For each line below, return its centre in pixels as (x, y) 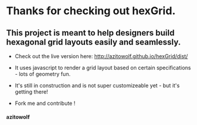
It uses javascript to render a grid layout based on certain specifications (103, 68)
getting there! (32, 92)
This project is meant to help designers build (90, 33)
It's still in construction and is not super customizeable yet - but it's (97, 85)
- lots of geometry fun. (43, 74)
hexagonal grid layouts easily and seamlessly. (94, 42)
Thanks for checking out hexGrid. (91, 11)
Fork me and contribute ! (45, 103)
